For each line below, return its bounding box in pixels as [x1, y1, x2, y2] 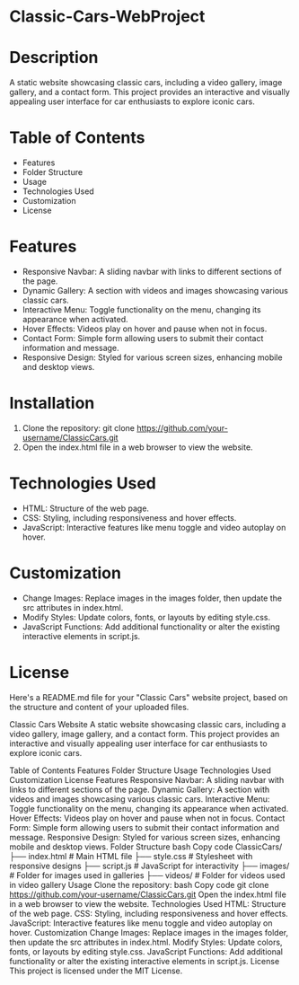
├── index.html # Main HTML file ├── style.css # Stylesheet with [9, 850, 253, 861]
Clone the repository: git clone [22, 422, 135, 433]
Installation [9, 393, 95, 414]
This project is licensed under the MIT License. [9, 965, 183, 976]
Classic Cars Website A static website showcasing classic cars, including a [9, 718, 286, 729]
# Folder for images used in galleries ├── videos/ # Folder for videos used [9, 869, 286, 881]
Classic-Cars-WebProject [9, 6, 206, 27]
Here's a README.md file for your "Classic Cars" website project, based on [9, 691, 288, 702]
